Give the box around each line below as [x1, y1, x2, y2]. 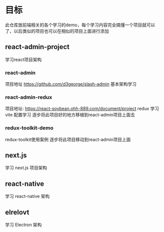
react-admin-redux [5, 94, 52, 101]
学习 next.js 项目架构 [5, 165, 47, 171]
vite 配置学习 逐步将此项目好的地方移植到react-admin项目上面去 [5, 112, 135, 118]
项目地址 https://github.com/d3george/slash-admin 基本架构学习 [5, 81, 137, 87]
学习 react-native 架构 [5, 193, 50, 199]
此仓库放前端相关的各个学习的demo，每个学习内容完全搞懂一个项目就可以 [5, 22, 156, 28]
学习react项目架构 [5, 57, 42, 62]
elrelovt [5, 208, 30, 216]
